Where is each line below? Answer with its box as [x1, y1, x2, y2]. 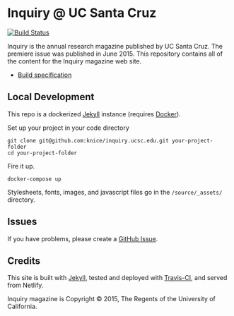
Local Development [7, 91, 95, 103]
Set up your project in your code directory [7, 123, 129, 132]
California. [7, 302, 37, 311]
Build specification [17, 71, 72, 79]
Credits [7, 255, 41, 267]
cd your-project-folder [7, 150, 78, 157]
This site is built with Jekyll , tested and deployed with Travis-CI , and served [7, 274, 228, 282]
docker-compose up [7, 175, 62, 183]
